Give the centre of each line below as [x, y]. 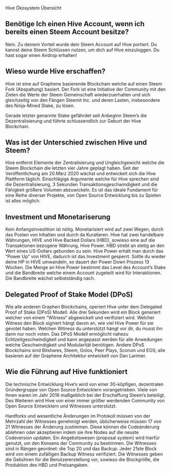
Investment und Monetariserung [58, 217]
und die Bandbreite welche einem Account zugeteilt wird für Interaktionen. [83, 273]
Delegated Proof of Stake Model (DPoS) [69, 294]
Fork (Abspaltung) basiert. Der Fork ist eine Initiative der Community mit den [86, 89]
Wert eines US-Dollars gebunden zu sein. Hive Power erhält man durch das [84, 251]
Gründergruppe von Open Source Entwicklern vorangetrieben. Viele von [81, 389]
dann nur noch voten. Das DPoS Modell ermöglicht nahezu [67, 334]
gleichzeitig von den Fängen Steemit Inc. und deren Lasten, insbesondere [83, 100]
